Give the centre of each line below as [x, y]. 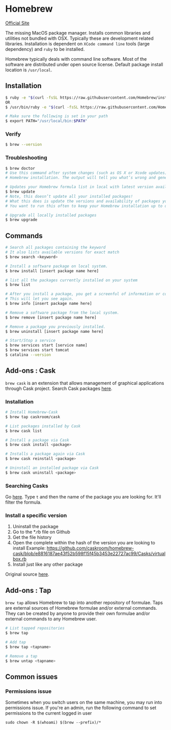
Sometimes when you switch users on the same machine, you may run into [84, 702]
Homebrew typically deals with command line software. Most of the [76, 59]
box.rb [20, 559]
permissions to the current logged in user [49, 713]
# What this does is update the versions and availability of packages [83, 201]
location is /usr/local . [29, 70]
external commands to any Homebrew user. [51, 619]
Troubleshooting [26, 158]
